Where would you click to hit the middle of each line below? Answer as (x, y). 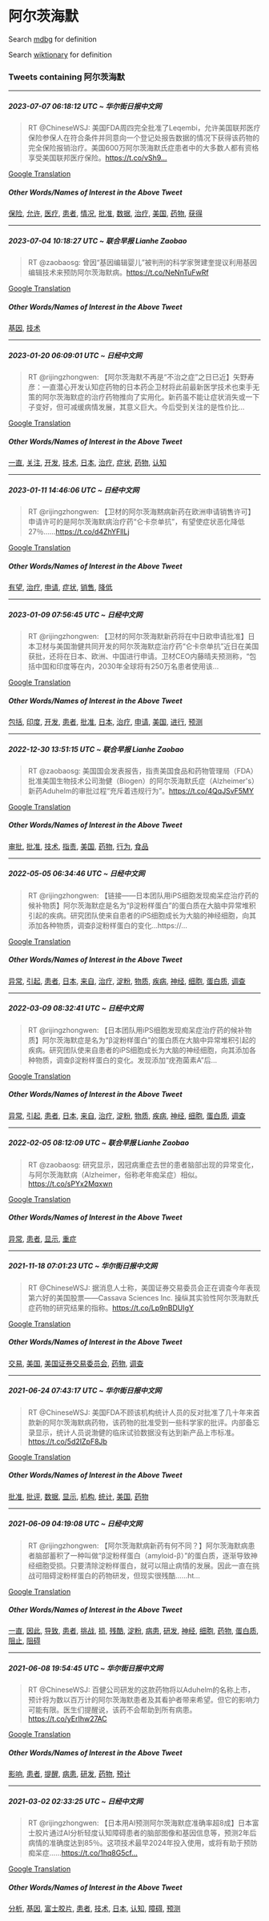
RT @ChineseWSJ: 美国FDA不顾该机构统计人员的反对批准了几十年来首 (144, 1412)
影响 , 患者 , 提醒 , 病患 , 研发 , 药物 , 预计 (69, 1774)
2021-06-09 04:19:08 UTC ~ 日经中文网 (75, 1524)
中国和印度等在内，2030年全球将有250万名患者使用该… (127, 666)
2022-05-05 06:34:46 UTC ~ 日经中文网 (77, 874)
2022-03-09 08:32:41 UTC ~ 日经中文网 (76, 1008)
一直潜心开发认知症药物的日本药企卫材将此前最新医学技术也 (140, 387)
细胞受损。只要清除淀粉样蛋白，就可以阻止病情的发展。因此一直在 (144, 1565)
